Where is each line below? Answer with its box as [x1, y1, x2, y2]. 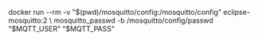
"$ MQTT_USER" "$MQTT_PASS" [8, 24, 115, 33]
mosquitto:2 [8, 16, 48, 25]
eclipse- [222, 8, 251, 16]
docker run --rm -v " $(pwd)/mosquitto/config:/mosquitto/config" [8, 8, 221, 16]
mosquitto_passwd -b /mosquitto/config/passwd [53, 16, 213, 25]
